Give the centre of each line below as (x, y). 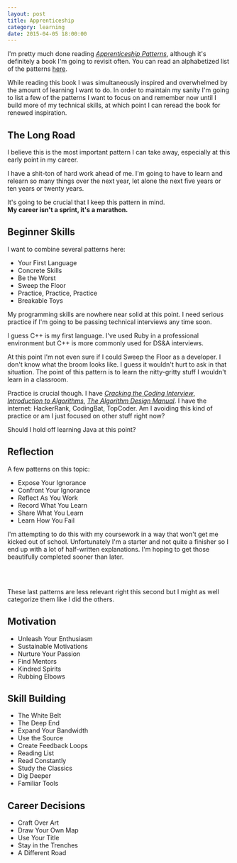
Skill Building (37, 698)
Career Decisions (46, 806)
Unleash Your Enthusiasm (55, 638)
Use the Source (40, 738)
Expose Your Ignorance (52, 482)
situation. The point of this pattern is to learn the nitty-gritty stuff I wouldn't (117, 372)
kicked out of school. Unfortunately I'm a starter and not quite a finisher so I (118, 541)
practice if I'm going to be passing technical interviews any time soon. (110, 322)
